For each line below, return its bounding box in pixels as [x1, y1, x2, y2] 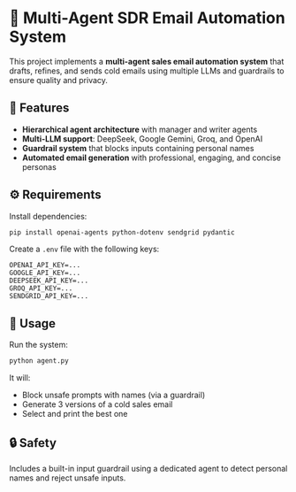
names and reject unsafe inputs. [9, 473, 126, 483]
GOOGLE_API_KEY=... [9, 269, 81, 278]
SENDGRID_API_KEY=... [9, 292, 89, 301]
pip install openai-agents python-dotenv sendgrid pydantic [9, 227, 236, 237]
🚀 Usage [9, 316, 56, 331]
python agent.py [9, 357, 69, 365]
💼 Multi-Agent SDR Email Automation [9, 8, 285, 28]
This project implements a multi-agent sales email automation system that [9, 56, 285, 66]
